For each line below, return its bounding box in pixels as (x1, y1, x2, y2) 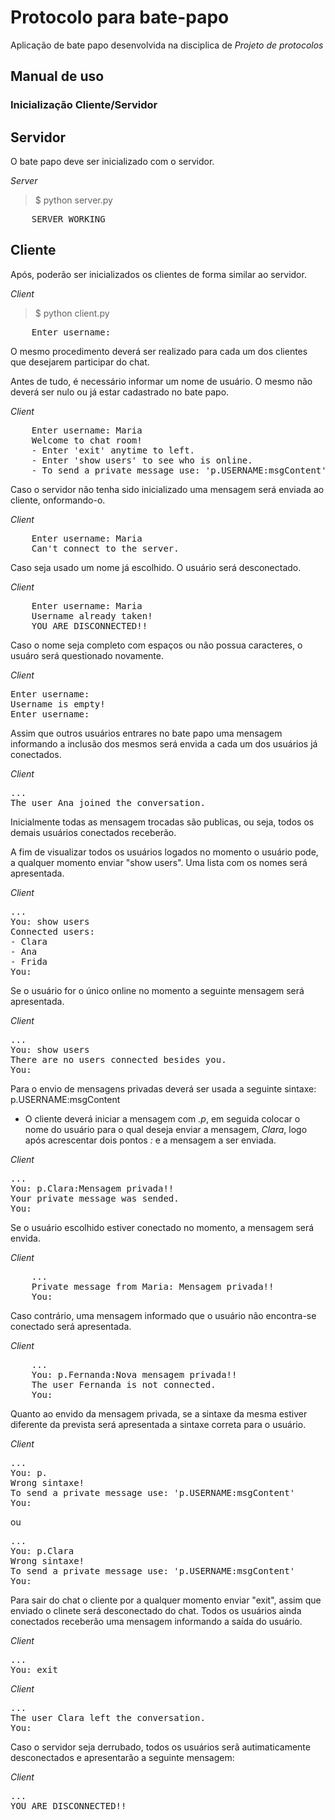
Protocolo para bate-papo (10, 6, 230, 29)
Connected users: (10, 926, 95, 937)
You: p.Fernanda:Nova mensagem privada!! (31, 1369, 238, 1380)
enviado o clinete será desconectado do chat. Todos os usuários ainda (10, 1604, 302, 1616)
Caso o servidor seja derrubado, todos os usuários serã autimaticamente (10, 1741, 311, 1753)
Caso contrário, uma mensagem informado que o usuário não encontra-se (10, 1309, 317, 1321)
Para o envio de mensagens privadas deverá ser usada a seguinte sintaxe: (10, 1082, 317, 1095)
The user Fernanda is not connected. (31, 1379, 217, 1390)
